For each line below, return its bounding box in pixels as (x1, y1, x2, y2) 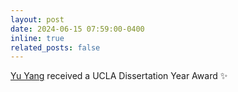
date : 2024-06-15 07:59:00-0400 (10, 24, 145, 34)
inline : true (10, 33, 65, 43)
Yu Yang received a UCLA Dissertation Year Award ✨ (10, 70, 228, 82)
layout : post (10, 14, 65, 25)
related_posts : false (10, 42, 101, 53)
